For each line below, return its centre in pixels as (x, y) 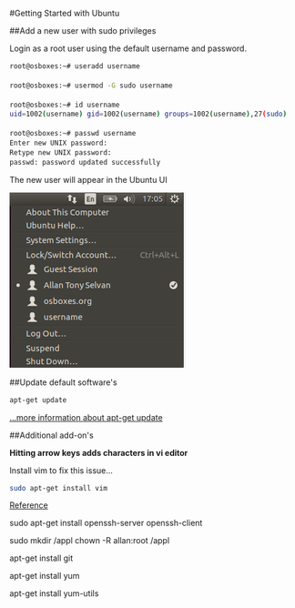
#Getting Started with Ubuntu (65, 13)
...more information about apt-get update (86, 417)
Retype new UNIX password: (61, 152)
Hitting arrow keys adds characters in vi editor (99, 452)
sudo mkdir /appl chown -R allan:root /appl (90, 541)
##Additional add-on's (51, 435)
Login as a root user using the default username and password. (128, 48)
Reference (29, 505)
